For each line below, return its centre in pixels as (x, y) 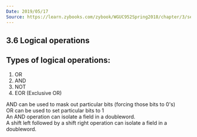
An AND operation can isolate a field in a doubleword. (71, 117)
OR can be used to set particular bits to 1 (55, 110)
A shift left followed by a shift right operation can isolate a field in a (86, 122)
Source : (16, 17)
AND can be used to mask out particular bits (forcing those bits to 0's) (91, 104)
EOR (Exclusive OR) (38, 93)
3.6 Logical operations (48, 41)
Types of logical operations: (58, 60)
